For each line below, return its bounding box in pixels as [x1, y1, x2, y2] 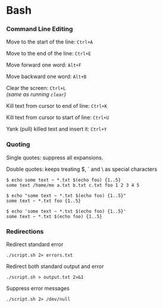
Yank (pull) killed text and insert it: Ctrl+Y [6, 126, 107, 133]
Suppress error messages [6, 285, 70, 292]
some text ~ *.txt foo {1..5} [6, 198, 81, 204]
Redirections [6, 227, 44, 235]
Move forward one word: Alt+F [6, 61, 81, 69]
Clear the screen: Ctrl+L [6, 85, 66, 92]
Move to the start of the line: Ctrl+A [6, 38, 93, 45]
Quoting [6, 141, 30, 149]
